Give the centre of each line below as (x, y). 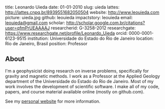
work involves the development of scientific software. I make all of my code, (82, 86)
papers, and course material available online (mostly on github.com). (75, 92)
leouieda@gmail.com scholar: (35, 23)
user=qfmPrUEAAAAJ (28, 28)
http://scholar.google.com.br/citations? (106, 23)
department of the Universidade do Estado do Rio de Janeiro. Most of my (79, 81)
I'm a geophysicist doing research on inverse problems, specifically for (77, 71)
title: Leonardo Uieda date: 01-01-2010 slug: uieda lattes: (62, 7)
